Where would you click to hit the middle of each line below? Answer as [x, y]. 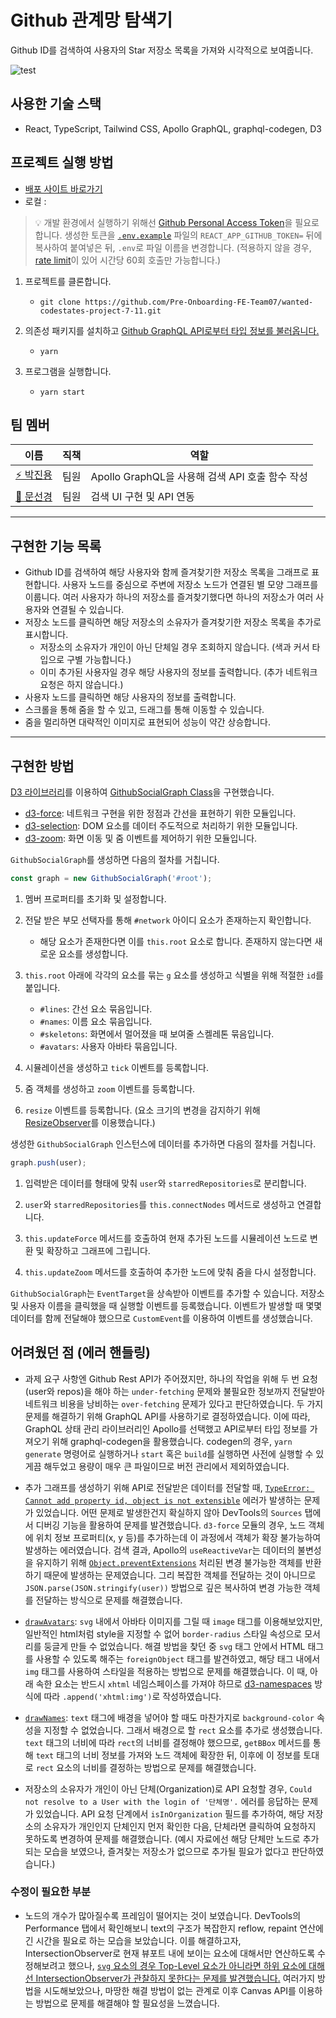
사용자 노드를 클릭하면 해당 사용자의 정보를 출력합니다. [130, 697]
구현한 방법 [42, 766]
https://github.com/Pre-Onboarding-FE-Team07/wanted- [199, 302]
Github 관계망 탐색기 [91, 20]
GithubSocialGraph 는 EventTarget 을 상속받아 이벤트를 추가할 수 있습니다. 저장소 [167, 1293]
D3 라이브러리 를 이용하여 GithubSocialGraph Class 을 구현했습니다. [142, 792]
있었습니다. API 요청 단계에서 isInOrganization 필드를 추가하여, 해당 [170, 1813]
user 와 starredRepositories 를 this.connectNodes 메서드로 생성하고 [159, 1204]
